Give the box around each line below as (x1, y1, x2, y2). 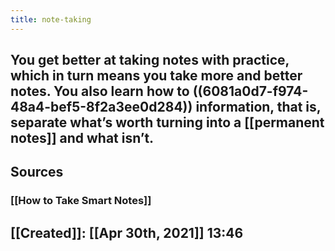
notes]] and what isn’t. (10, 130, 155, 147)
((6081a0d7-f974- (192, 83, 309, 100)
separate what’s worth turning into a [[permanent (10, 114, 325, 131)
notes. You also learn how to (10, 83, 190, 100)
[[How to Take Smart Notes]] (10, 194, 152, 208)
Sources (10, 164, 64, 181)
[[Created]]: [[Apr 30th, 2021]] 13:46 (10, 224, 244, 241)
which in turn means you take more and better (10, 67, 303, 85)
